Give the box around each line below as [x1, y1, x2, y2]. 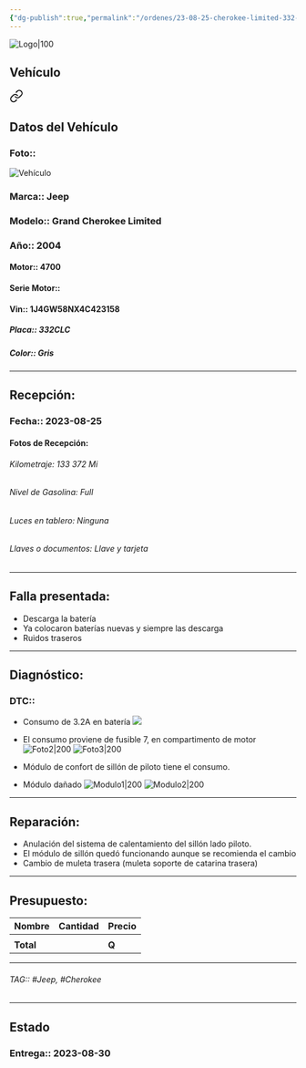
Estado [9, 1019, 50, 1035]
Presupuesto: [9, 893, 88, 908]
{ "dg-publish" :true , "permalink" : [9, 13, 137, 23]
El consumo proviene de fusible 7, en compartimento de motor [22, 734, 257, 745]
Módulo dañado [22, 779, 82, 790]
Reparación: [9, 814, 80, 830]
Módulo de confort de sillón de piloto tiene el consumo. [22, 762, 230, 772]
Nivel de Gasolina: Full [9, 487, 94, 498]
